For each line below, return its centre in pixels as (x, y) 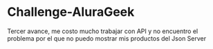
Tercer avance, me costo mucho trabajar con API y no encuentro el (103, 31)
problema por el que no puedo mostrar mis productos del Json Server (107, 38)
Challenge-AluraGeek (71, 12)
